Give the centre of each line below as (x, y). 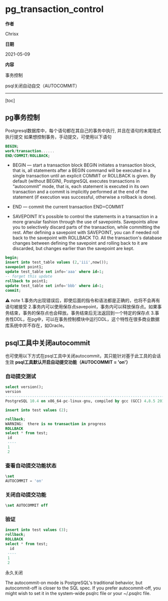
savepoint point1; (24, 267)
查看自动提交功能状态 (31, 466)
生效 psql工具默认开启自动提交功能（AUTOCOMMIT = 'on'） (68, 362)
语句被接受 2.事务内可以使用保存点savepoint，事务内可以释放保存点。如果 (81, 307)
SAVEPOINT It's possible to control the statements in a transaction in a (85, 217)
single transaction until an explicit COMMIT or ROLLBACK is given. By (84, 176)
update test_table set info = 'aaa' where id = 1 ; (54, 272)
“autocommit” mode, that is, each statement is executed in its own (80, 186)
